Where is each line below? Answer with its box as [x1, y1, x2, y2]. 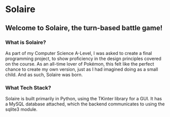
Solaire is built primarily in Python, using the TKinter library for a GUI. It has [5, 96, 162, 102]
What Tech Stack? [5, 84, 52, 91]
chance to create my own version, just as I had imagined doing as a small [5, 66, 158, 72]
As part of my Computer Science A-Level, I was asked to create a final [5, 50, 152, 56]
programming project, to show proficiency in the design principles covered [5, 55, 161, 62]
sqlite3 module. [5, 106, 38, 112]
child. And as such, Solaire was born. [5, 72, 83, 78]
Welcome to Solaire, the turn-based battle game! [5, 24, 163, 32]
